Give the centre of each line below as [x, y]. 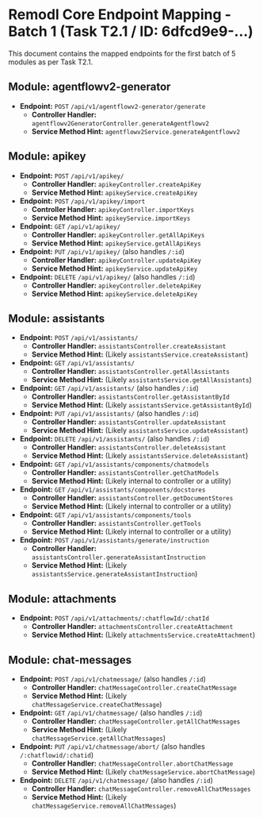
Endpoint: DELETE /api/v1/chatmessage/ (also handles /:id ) [116, 780]
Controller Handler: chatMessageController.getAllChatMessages [136, 721]
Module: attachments [63, 598]
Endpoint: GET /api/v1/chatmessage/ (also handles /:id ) [111, 713]
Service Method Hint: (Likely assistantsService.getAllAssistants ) [141, 380]
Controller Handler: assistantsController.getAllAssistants [130, 372]
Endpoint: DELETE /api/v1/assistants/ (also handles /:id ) [114, 439]
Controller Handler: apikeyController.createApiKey [116, 183]
